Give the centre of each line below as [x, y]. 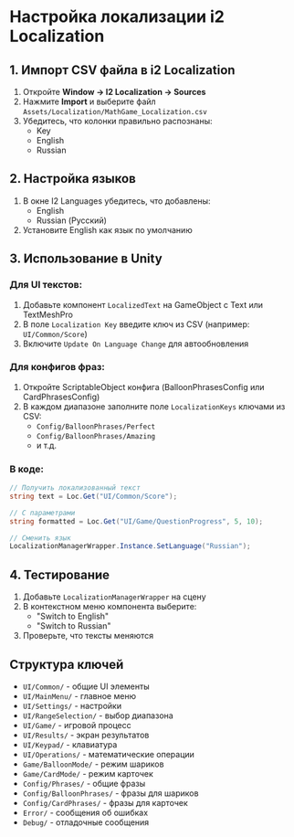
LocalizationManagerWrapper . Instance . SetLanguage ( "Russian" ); [130, 546]
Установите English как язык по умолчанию [108, 229]
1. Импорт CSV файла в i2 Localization [122, 70]
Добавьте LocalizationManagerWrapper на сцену [115, 597]
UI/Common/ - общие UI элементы [86, 686]
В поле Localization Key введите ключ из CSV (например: [136, 324]
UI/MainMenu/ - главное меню [79, 695]
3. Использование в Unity [86, 259]
